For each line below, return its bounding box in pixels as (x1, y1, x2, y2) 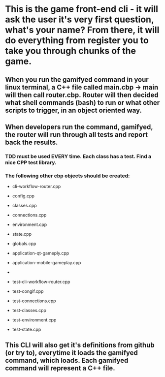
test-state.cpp (12, 326, 41, 333)
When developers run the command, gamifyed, (5, 123, 153, 131)
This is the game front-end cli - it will (5, 3, 159, 15)
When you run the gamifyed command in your (5, 75, 149, 84)
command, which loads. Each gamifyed (5, 356, 129, 365)
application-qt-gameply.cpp (12, 250, 69, 256)
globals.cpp (12, 241, 36, 247)
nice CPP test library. (5, 159, 57, 166)
